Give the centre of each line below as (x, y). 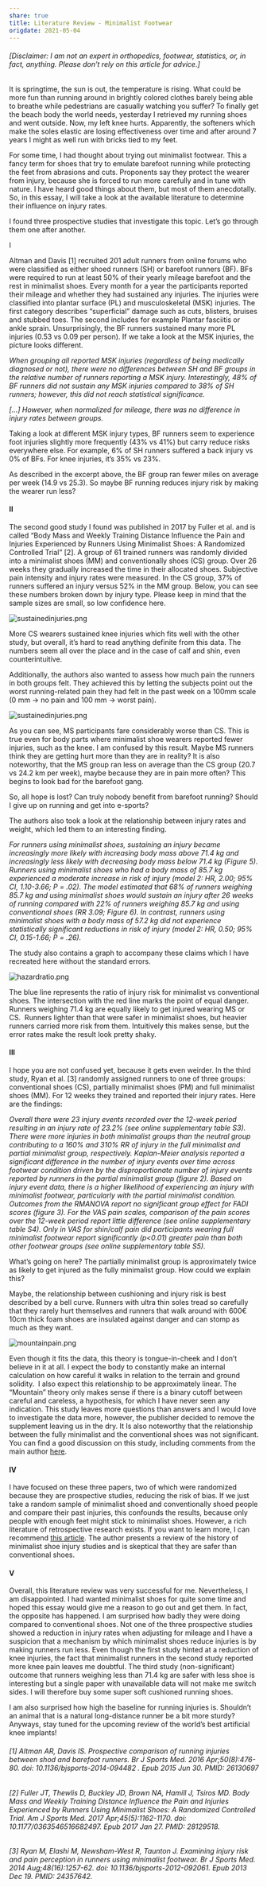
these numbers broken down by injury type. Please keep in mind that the (128, 594)
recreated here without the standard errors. (80, 961)
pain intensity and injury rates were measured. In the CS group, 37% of (125, 577)
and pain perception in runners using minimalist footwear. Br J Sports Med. (132, 1860)
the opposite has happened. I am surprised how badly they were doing (125, 1616)
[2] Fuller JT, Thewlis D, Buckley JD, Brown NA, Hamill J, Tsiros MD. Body (129, 1792)
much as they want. (41, 1327)
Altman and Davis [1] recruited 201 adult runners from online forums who (128, 260)
